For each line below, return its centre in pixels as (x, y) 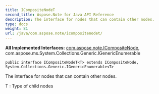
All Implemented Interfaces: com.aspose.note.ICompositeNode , (72, 48)
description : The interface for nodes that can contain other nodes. (80, 19)
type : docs (17, 24)
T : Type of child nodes (29, 86)
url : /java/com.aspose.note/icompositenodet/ (54, 33)
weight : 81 (17, 29)
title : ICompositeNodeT (30, 10)
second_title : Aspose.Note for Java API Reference (60, 15)
